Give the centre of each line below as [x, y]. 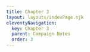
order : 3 [22, 39]
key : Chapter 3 [30, 28]
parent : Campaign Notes [41, 34]
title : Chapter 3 [28, 12]
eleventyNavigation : [32, 23]
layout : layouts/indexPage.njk [45, 17]
